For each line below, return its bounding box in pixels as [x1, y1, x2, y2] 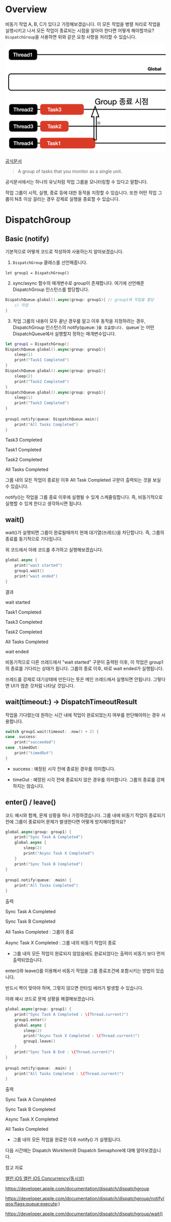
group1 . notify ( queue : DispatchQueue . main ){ [5, 416, 99, 421]
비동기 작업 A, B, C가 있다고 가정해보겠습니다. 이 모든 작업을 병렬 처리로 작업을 [5, 21, 161, 27]
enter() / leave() [5, 798, 56, 807]
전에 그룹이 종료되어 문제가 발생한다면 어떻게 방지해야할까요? [5, 818, 126, 825]
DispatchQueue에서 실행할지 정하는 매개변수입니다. [12, 330, 116, 337]
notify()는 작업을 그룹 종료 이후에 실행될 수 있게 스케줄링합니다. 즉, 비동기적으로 [5, 494, 163, 500]
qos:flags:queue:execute [5, 1201, 58, 1207]
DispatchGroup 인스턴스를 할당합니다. [12, 286, 90, 293]
